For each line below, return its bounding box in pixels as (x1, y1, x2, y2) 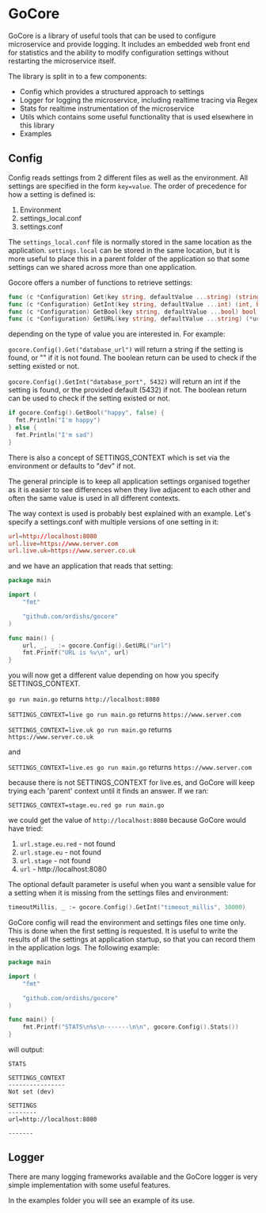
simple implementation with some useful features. (8, 1180, 171, 1189)
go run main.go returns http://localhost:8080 (8, 694, 160, 704)
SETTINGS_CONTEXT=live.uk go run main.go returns (8, 725, 173, 734)
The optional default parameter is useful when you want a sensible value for (8, 880, 256, 889)
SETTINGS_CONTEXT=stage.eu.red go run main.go (8, 802, 165, 809)
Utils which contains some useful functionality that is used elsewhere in (19, 112, 253, 121)
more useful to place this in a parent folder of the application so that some (8, 254, 250, 263)
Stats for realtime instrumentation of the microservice (19, 104, 195, 113)
